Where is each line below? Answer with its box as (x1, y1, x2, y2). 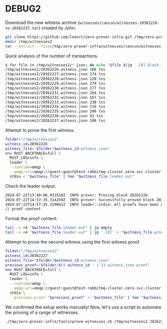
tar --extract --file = (5, 43, 52, 49)
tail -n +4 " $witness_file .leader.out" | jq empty (5, 225, 112, 230)
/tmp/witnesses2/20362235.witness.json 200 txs (5, 109, 106, 114)
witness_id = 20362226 (5, 141, 48, 146)
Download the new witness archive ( (5, 19, 80, 25)
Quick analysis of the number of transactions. (5, 53, 98, 59)
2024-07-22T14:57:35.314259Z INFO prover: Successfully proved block (5, 197, 155, 202)
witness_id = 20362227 (5, 253, 48, 258)
